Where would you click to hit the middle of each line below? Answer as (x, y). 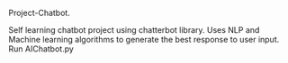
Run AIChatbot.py (41, 49)
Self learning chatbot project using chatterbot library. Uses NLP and (134, 30)
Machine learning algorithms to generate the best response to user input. (144, 39)
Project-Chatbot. (40, 13)
